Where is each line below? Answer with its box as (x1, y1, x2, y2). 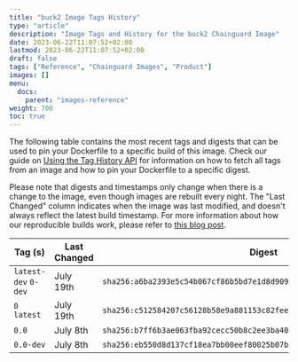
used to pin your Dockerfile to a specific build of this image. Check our (9, 146, 268, 156)
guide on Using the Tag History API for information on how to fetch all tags (9, 155, 281, 166)
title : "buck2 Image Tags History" (9, 12, 141, 22)
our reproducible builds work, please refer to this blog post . (9, 219, 226, 231)
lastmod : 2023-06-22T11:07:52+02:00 (9, 46, 145, 55)
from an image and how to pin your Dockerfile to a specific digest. (9, 165, 251, 176)
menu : (9, 79, 29, 88)
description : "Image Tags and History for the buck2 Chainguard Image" (9, 29, 279, 38)
